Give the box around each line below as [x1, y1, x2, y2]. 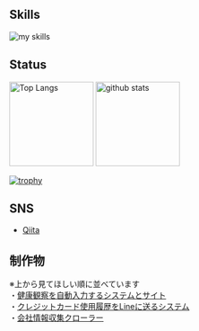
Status [9, 58, 48, 73]
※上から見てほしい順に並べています [9, 279, 141, 290]
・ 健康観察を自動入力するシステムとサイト [9, 290, 167, 300]
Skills [9, 7, 40, 22]
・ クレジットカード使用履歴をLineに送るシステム [9, 301, 190, 312]
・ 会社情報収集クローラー [9, 312, 104, 323]
